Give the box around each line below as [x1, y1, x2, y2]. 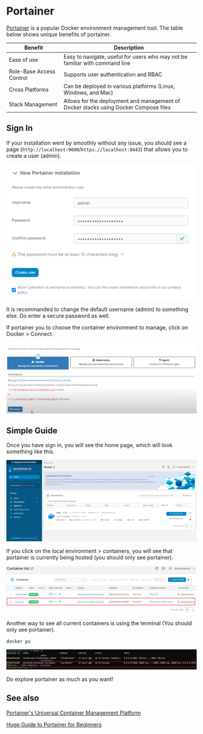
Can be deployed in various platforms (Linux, [63, 83, 175, 90]
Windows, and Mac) [63, 89, 114, 96]
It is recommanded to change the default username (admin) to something [6, 306, 188, 313]
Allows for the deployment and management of [63, 97, 180, 105]
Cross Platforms [8, 86, 49, 93]
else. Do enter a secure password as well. [6, 312, 111, 319]
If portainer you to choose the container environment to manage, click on [6, 324, 188, 331]
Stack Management [8, 100, 57, 108]
